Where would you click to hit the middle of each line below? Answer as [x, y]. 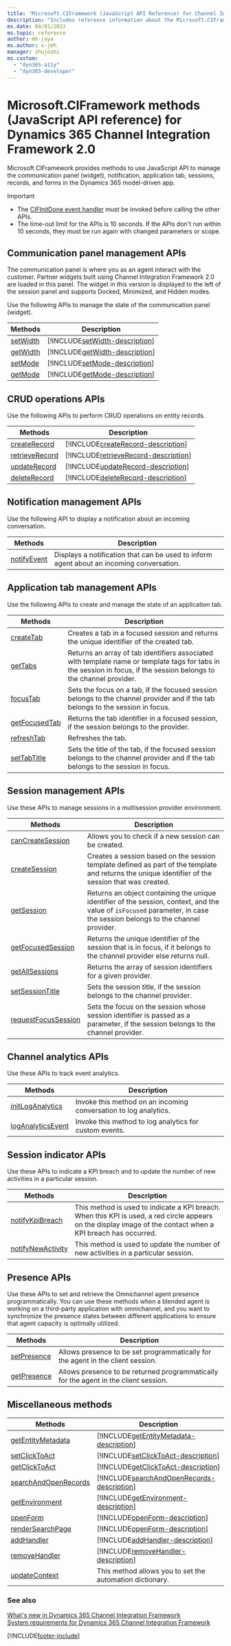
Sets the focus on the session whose [146, 1006]
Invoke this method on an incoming [132, 1102]
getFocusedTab [36, 722]
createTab [27, 637]
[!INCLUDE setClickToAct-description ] [158, 1455]
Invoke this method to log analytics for [137, 1122]
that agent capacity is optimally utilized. [64, 1323]
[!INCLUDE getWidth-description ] [101, 352]
